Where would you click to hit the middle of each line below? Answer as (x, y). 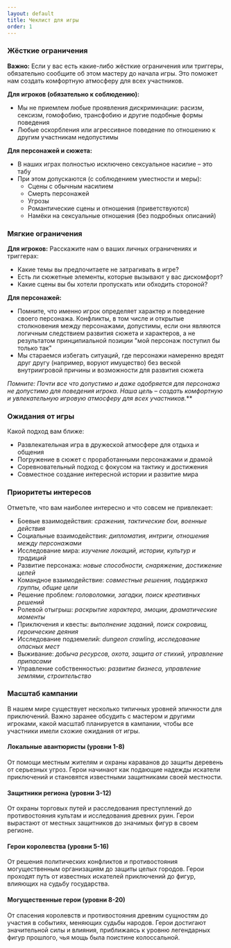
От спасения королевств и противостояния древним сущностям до (108, 915)
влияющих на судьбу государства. (58, 884)
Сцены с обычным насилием (70, 186)
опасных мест (38, 646)
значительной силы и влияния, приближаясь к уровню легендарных (109, 930)
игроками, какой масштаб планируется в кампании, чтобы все (101, 723)
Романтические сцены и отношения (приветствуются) (108, 208)
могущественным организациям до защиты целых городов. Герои (106, 869)
